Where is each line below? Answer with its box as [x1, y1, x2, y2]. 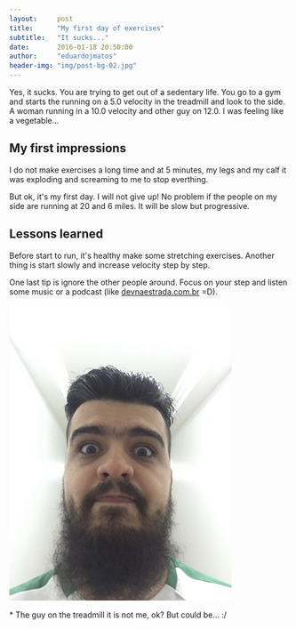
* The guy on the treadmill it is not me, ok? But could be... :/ [9, 609, 228, 620]
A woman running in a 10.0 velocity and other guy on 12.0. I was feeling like [9, 106, 284, 116]
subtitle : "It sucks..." [9, 33, 109, 42]
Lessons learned [9, 227, 104, 242]
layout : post [9, 14, 74, 23]
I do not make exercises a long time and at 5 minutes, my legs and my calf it [9, 165, 287, 175]
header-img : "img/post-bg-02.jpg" [9, 61, 138, 70]
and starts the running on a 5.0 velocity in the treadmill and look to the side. [9, 96, 286, 107]
